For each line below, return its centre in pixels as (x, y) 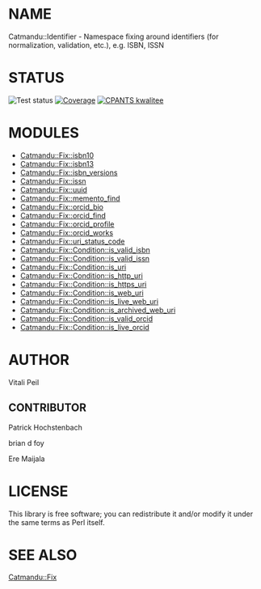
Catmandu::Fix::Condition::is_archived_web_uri (98, 310)
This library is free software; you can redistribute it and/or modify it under (131, 514)
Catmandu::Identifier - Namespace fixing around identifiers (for (114, 36)
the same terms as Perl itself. (57, 522)
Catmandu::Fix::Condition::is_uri (73, 267)
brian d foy (26, 443)
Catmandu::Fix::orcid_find (63, 215)
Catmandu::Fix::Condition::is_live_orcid (84, 327)
